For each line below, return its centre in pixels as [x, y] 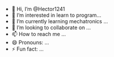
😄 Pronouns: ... [30, 42]
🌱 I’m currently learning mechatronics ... [60, 21]
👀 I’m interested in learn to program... [56, 15]
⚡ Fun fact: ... [27, 49]
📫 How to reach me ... [39, 34]
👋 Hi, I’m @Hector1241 [38, 9]
